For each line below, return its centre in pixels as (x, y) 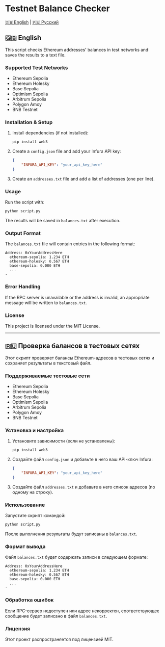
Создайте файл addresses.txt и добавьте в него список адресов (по (84, 487)
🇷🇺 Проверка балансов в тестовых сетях (72, 346)
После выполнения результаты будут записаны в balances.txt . (71, 534)
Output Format (23, 233)
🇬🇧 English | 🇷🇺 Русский (32, 22)
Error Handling (23, 286)
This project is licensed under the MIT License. (53, 326)
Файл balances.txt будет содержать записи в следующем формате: (77, 557)
